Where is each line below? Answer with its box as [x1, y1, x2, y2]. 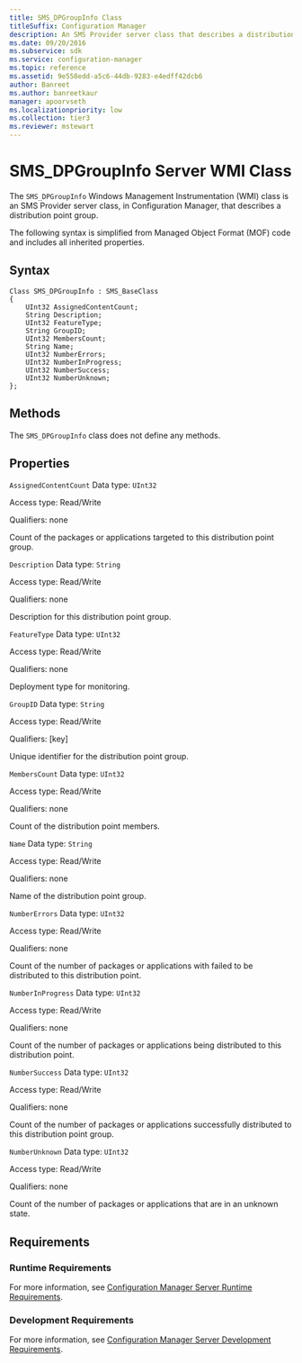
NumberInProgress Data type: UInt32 [9, 987, 141, 998]
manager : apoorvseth [9, 96, 87, 106]
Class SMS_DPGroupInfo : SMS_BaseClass [9, 286, 159, 295]
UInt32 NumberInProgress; [25, 358, 123, 367]
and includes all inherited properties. [9, 236, 146, 248]
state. [9, 1208, 31, 1219]
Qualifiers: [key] [9, 733, 69, 744]
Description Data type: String [9, 559, 121, 570]
